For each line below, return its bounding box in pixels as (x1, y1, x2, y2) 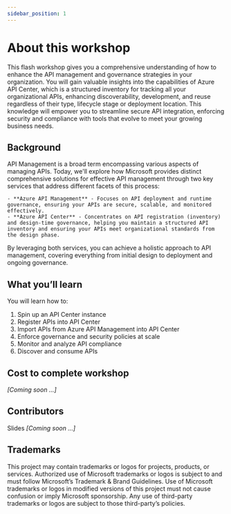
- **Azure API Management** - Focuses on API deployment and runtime (7, 195, 212, 203)
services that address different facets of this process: (7, 182, 160, 190)
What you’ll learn (7, 278, 83, 291)
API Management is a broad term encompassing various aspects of (7, 160, 199, 168)
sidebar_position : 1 (7, 10, 67, 17)
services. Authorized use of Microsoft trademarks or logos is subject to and (7, 470, 223, 478)
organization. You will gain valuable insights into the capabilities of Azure (7, 77, 215, 86)
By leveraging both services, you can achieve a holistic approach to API (7, 244, 212, 253)
